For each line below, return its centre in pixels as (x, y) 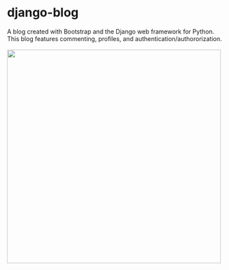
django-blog (43, 13)
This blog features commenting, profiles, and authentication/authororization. (114, 38)
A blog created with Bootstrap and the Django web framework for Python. (111, 31)
